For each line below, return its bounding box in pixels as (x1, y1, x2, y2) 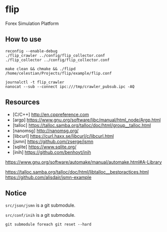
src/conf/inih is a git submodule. (5, 212, 76, 218)
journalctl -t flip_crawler (5, 80, 65, 85)
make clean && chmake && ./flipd (5, 66, 76, 72)
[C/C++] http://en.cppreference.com (12, 111, 90, 117)
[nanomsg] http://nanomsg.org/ (12, 127, 79, 134)
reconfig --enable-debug (5, 48, 58, 54)
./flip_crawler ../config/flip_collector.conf (5, 53, 105, 58)
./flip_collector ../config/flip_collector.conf (5, 57, 110, 62)
